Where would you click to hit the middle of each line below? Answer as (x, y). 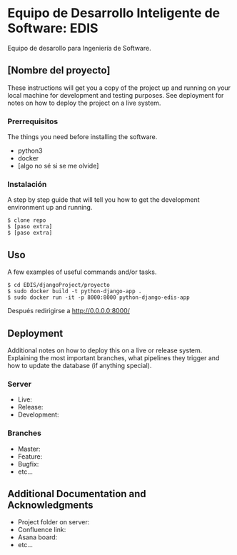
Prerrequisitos (33, 121)
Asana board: (37, 537)
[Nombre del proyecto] (59, 70)
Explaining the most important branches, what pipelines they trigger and (114, 357)
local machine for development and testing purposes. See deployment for (116, 95)
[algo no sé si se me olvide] (58, 166)
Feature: (30, 456)
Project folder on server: (54, 522)
